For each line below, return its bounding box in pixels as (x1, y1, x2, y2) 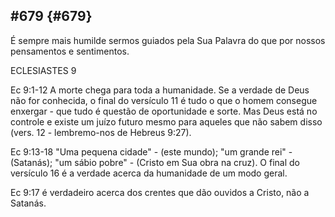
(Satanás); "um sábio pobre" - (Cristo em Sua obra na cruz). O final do (10, 156, 300, 168)
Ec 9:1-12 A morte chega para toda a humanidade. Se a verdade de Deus (10, 84, 310, 96)
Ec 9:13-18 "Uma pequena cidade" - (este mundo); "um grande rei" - (10, 145, 293, 158)
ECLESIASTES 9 (10, 64, 77, 76)
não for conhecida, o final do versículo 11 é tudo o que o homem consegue (10, 94, 318, 106)
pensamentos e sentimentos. (10, 45, 130, 57)
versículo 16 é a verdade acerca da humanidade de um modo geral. (10, 167, 288, 179)
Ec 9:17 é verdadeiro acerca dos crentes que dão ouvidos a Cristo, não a (10, 186, 310, 198)
